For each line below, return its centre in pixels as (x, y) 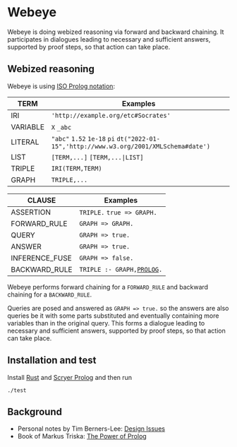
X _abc (61, 127)
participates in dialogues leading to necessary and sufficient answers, (109, 39)
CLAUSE (42, 200)
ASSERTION (31, 212)
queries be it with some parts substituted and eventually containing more (113, 316)
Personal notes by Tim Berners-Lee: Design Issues (91, 429)
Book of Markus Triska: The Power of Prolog (82, 436)
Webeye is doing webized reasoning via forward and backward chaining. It (116, 32)
